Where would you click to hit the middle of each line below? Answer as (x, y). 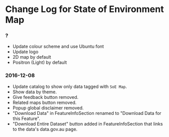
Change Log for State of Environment (84, 9)
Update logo (25, 52)
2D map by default (32, 57)
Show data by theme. (35, 92)
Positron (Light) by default (40, 62)
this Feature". (26, 118)
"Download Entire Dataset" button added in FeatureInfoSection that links (88, 123)
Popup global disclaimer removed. (48, 108)
